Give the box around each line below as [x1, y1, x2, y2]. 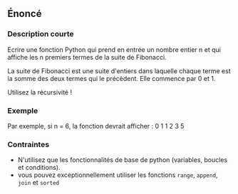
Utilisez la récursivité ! [7, 87, 73, 97]
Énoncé [7, 8, 42, 20]
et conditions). [17, 163, 61, 172]
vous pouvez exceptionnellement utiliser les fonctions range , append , [17, 171, 218, 179]
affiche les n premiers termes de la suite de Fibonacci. [7, 53, 167, 61]
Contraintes [7, 139, 50, 149]
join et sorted [17, 178, 60, 187]
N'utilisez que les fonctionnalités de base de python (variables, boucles [17, 156, 228, 164]
